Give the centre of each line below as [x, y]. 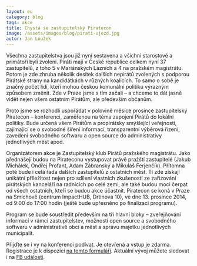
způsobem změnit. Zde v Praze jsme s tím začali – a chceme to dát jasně [94, 93]
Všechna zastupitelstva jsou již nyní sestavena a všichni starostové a [89, 55]
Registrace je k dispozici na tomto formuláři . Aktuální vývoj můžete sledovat [98, 251]
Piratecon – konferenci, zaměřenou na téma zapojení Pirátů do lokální [90, 117]
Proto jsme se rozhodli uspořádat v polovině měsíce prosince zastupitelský [97, 110]
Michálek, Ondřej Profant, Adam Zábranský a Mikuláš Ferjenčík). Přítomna [96, 166]
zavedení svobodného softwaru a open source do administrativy [84, 135]
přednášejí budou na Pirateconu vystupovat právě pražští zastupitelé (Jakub [98, 159]
